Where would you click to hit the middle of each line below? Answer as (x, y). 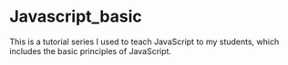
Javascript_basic (76, 17)
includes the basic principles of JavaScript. (90, 51)
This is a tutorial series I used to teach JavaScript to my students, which (144, 42)
